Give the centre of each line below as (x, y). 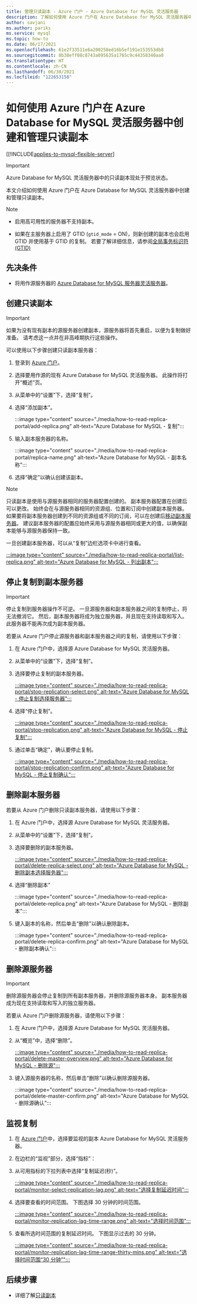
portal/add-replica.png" (43, 426)
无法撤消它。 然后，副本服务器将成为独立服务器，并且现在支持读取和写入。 (97, 616)
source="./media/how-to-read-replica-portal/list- (125, 555)
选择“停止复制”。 (35, 711)
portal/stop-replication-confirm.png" (59, 768)
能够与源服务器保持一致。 (42, 531)
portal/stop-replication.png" (48, 729)
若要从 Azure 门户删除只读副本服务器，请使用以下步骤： (74, 810)
